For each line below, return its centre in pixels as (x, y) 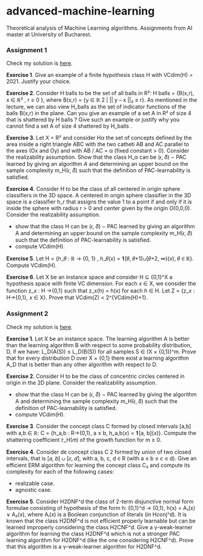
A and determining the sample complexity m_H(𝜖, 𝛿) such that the (96, 401)
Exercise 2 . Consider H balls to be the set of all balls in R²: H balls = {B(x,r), (100, 93)
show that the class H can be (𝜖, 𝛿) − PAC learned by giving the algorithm (106, 394)
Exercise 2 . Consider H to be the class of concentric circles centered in (95, 376)
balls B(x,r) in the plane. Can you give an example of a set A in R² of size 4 (99, 113)
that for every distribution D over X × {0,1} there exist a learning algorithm (98, 358)
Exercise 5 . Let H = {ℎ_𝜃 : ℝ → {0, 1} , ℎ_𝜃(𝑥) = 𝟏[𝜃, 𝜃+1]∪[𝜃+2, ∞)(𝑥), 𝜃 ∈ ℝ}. (100, 259)
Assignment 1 (27, 50)
